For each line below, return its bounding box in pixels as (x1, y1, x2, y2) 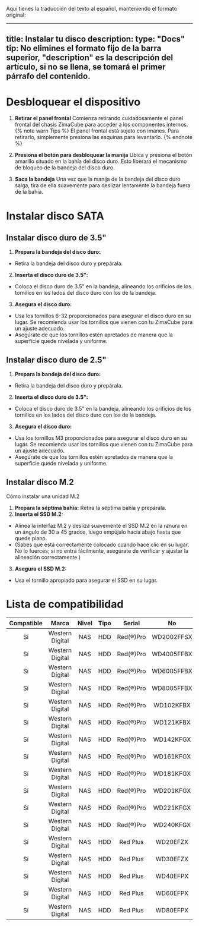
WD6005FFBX (152, 667, 192, 675)
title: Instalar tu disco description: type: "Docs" (6, 34, 185, 44)
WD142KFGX (153, 735, 191, 744)
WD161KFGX (153, 752, 191, 760)
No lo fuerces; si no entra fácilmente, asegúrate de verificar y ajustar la (14, 547, 188, 555)
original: (6, 11, 26, 18)
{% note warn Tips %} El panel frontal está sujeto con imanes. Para (14, 127, 179, 134)
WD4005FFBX (152, 650, 192, 658)
